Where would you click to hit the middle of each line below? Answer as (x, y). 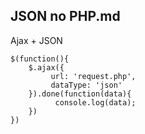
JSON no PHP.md (65, 16)
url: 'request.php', (93, 76)
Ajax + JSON (36, 40)
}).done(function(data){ (80, 94)
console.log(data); (95, 102)
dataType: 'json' (86, 85)
